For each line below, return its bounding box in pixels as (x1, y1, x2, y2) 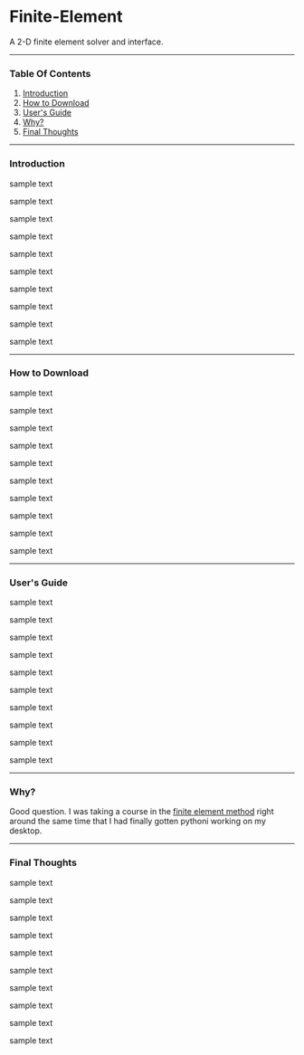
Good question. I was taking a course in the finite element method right (9, 806, 274, 817)
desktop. (9, 825, 43, 836)
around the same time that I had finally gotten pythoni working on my (9, 816, 267, 827)
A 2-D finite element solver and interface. (9, 36, 164, 47)
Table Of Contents (9, 67, 91, 80)
